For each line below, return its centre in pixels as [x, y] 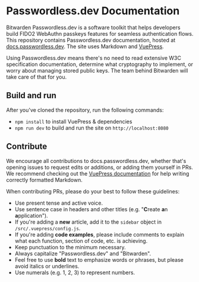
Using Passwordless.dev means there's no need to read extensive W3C [94, 58]
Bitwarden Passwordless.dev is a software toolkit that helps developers [93, 27]
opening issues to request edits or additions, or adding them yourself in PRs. [99, 167]
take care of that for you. [37, 77]
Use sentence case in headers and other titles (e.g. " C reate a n [91, 209]
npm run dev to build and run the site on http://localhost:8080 [92, 128]
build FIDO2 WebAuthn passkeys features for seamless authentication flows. [100, 33]
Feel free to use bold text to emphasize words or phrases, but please [99, 259]
